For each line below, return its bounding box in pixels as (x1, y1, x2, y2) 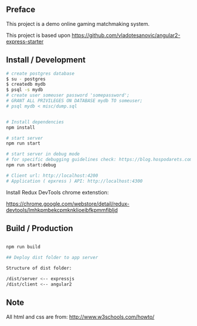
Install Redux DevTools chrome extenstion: (6, 189, 109, 196)
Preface (6, 5, 36, 15)
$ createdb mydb (6, 82, 46, 88)
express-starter (6, 38, 44, 45)
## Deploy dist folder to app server (6, 255, 98, 261)
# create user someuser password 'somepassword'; (6, 92, 130, 99)
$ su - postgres (6, 76, 46, 82)
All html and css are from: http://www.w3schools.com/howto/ (6, 313, 155, 320)
